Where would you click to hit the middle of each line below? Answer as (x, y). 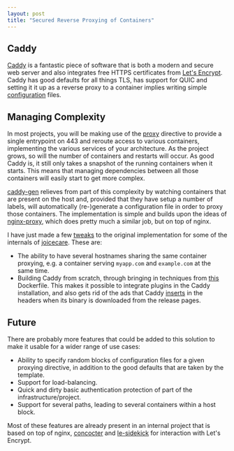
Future (22, 322)
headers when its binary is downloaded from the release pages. (109, 300)
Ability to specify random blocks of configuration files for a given (111, 360)
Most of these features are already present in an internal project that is (109, 425)
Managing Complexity (57, 117)
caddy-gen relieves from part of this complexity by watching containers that (117, 192)
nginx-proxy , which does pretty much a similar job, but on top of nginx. (109, 221)
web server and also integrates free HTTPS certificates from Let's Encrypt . (115, 73)
